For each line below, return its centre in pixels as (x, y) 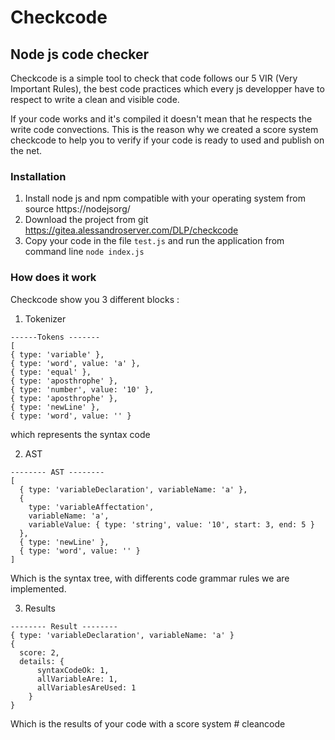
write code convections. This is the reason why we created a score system (164, 129)
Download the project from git (86, 220)
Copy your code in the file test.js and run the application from (154, 241)
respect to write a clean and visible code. (95, 99)
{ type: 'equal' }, (51, 372)
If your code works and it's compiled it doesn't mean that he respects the (161, 119)
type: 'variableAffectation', (91, 507)
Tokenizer (45, 318)
